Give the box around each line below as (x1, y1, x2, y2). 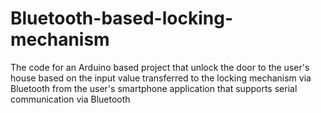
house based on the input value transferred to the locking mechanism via (10, 72, 312, 84)
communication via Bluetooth (10, 93, 131, 105)
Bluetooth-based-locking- (10, 7, 233, 30)
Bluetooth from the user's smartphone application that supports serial (10, 82, 298, 94)
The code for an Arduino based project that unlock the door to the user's (10, 61, 310, 73)
